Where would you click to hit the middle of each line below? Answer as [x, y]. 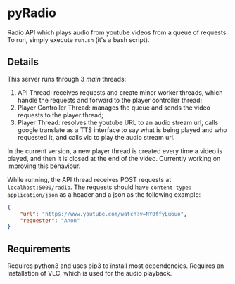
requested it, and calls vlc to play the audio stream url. [96, 137]
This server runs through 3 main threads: [67, 79]
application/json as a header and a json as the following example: [104, 194]
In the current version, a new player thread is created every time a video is [115, 151]
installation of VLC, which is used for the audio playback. [90, 273]
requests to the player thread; [61, 115]
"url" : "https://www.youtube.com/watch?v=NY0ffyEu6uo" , [104, 214]
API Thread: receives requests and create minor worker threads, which [120, 92]
